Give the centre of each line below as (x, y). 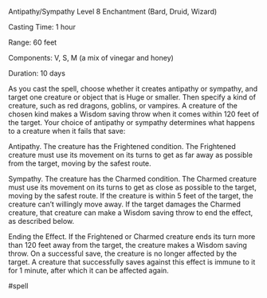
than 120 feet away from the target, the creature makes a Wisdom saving (128, 245)
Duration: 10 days (37, 73)
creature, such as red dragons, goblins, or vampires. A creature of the (123, 106)
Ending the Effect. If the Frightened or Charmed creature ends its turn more (132, 237)
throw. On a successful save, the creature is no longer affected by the (123, 253)
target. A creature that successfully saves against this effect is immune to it (132, 262)
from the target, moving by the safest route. (80, 163)
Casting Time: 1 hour (42, 27)
